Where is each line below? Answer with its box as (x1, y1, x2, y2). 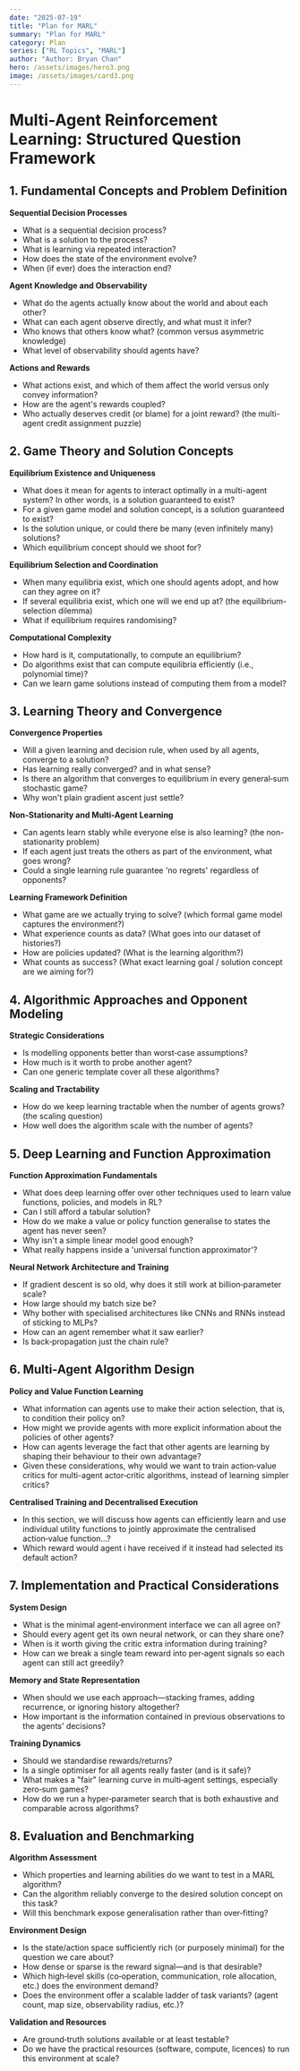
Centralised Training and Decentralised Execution (9, 1496, 199, 1507)
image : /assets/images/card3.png (9, 72, 134, 81)
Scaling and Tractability (9, 1084, 100, 1095)
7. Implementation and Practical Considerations (9, 1578, 279, 1594)
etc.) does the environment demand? (21, 1981, 159, 1991)
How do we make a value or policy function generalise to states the (21, 1216, 271, 1227)
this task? (21, 1898, 58, 1909)
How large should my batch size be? (21, 1298, 157, 1308)
